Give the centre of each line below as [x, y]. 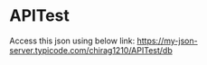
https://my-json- [167, 41]
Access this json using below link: [72, 41]
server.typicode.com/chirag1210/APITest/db [91, 50]
